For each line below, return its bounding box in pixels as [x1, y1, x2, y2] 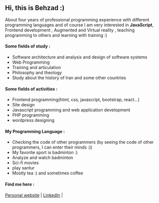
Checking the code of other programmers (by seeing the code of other [12, 139, 154, 145]
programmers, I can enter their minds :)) [12, 144, 92, 150]
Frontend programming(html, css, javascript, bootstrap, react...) [12, 97, 140, 102]
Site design [12, 102, 35, 108]
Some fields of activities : [5, 86, 57, 92]
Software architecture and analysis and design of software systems [12, 54, 147, 60]
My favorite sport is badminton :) [12, 150, 78, 155]
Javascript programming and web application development [12, 107, 130, 113]
